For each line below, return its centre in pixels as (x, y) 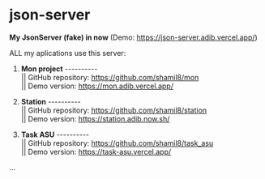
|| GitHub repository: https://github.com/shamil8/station (114, 110)
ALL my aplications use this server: (68, 53)
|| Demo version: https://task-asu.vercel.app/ (96, 151)
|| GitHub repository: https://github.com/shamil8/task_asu (117, 143)
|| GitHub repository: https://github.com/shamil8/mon (110, 77)
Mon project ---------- (59, 68)
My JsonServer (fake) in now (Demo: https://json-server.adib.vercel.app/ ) (133, 37)
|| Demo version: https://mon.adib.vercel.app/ (97, 86)
